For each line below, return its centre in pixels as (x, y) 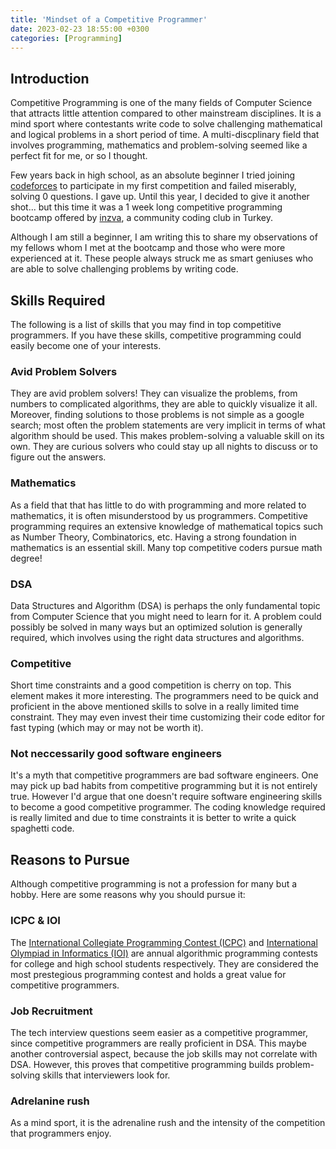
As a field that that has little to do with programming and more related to (158, 505)
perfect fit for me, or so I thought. (79, 156)
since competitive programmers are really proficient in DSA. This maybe (158, 1043)
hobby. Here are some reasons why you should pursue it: (128, 895)
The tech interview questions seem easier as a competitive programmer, (159, 1032)
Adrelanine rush (50, 1101)
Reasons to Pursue (70, 859)
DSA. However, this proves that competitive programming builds (142, 1064)
